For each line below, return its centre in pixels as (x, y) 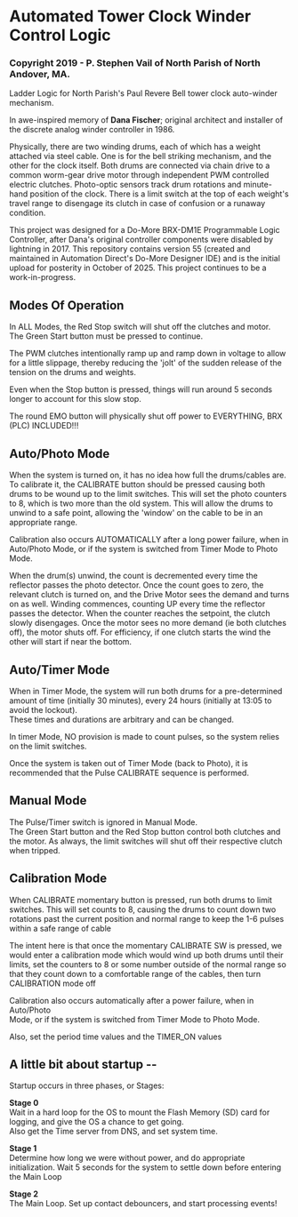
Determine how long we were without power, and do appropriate (127, 1158)
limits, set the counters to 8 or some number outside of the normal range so (148, 964)
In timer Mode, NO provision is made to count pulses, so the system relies (145, 736)
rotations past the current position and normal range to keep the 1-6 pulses (147, 918)
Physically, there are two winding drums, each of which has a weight (135, 147)
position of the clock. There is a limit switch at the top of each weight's (159, 194)
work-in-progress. (43, 277)
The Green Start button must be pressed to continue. (106, 336)
